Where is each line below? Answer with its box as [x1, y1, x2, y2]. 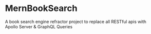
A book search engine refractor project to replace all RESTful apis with [5, 19, 147, 24]
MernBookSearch [5, 3, 78, 14]
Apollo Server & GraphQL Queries [5, 23, 73, 29]
